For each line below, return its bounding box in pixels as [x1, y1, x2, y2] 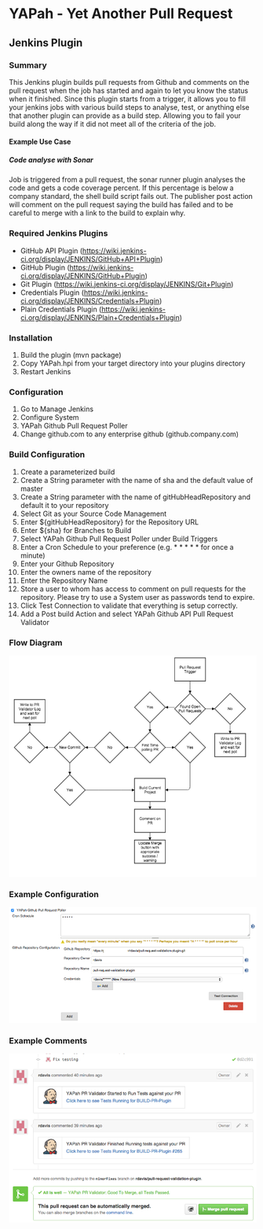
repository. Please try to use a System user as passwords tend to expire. [20, 592, 255, 602]
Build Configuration [9, 449, 86, 460]
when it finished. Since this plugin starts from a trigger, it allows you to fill [9, 94, 247, 103]
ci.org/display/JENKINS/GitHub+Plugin [20, 270, 145, 280]
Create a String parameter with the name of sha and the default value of [20, 475, 254, 484]
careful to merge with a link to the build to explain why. [9, 208, 186, 218]
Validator [20, 617, 49, 627]
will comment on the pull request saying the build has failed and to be [9, 200, 234, 209]
